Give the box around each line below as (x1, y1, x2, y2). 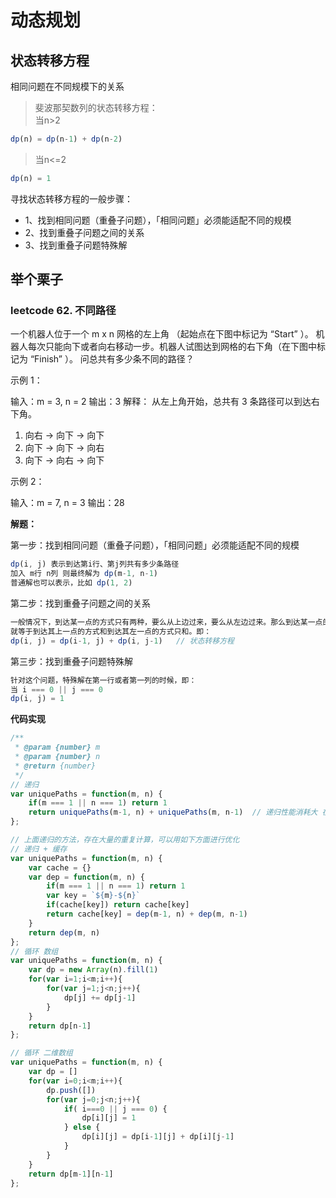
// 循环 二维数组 (10, 1048, 73, 1058)
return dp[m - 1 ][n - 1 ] (28, 1169, 114, 1179)
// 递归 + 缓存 (10, 844, 68, 854)
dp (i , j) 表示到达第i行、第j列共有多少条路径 (10, 559, 180, 570)
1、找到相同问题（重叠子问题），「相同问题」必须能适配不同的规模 (24, 214, 292, 226)
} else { (63, 1122, 101, 1133)
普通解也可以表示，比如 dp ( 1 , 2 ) (10, 578, 133, 588)
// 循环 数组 (10, 946, 59, 956)
